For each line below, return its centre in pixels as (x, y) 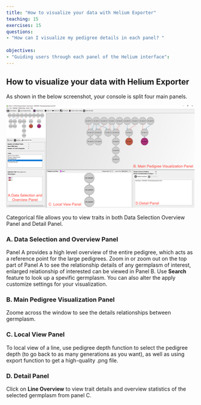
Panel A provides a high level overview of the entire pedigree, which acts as (100, 252)
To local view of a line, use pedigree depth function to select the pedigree (97, 347)
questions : (20, 32)
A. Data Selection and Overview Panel (62, 239)
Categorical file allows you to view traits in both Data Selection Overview (96, 217)
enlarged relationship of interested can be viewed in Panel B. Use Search (96, 271)
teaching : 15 (22, 19)
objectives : (21, 51)
